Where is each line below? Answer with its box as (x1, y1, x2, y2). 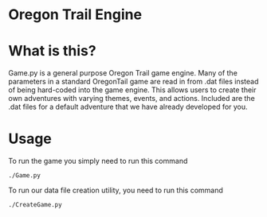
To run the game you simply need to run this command (8, 157, 188, 166)
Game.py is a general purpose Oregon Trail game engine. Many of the (8, 68, 238, 78)
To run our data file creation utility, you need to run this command (8, 185, 223, 196)
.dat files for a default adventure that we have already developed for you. (8, 102, 249, 112)
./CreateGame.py (8, 201, 62, 209)
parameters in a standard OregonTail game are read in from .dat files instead (8, 77, 259, 87)
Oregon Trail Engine (8, 6, 142, 24)
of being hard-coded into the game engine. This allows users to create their (8, 85, 257, 95)
